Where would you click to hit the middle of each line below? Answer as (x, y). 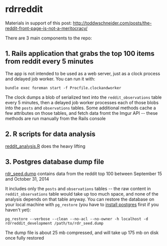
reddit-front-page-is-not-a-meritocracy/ (46, 28)
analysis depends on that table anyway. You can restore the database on (80, 199)
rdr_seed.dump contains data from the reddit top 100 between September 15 (83, 174)
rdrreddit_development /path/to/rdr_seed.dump (54, 224)
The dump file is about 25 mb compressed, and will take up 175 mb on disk (82, 233)
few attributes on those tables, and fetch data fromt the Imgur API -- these (82, 113)
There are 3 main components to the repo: (49, 38)
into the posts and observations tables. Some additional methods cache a (81, 108)
